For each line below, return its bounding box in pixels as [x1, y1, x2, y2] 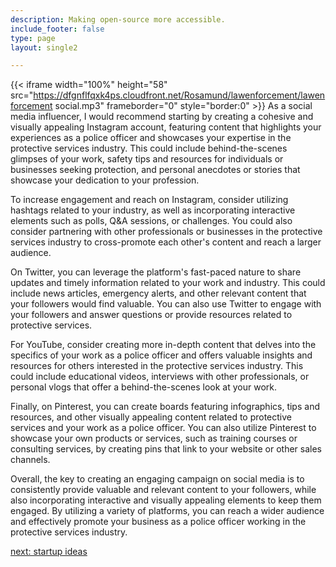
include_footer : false [10, 24, 105, 34]
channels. [10, 454, 51, 466]
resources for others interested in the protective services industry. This [10, 360, 304, 372]
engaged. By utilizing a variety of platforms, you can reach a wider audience [10, 505, 325, 517]
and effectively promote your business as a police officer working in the [10, 516, 307, 528]
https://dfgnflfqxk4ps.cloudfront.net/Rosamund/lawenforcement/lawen [33, 89, 326, 101]
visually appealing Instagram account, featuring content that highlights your [10, 121, 322, 133]
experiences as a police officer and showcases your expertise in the [10, 132, 292, 144]
